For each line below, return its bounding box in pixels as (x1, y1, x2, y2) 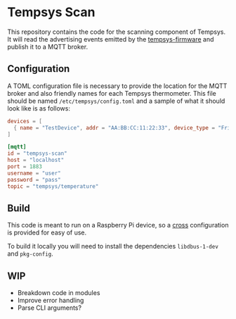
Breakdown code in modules (17, 289, 100, 297)
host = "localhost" (7, 156, 65, 164)
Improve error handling (17, 296, 84, 305)
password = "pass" (7, 176, 61, 183)
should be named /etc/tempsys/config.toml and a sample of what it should (7, 96, 225, 105)
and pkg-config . (7, 249, 54, 258)
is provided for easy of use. (7, 228, 87, 237)
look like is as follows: (7, 104, 70, 113)
